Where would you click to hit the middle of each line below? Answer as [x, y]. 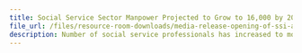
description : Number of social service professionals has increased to [146, 34]
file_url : [28, 26]
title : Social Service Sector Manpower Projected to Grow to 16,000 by [146, 18]
